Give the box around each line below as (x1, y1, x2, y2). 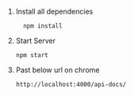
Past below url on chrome (15, 65, 101, 75)
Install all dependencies (15, 7, 94, 16)
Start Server (15, 36, 56, 45)
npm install (23, 22, 63, 30)
